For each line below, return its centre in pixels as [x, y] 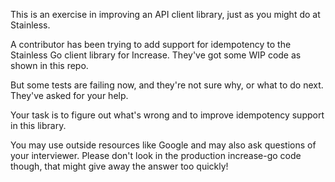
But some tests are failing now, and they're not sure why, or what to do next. [167, 85]
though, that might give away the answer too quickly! [119, 166]
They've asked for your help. [69, 95]
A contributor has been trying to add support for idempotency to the [151, 44]
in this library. [38, 125]
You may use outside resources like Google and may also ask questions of [163, 145]
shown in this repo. [49, 65]
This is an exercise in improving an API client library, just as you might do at [165, 14]
